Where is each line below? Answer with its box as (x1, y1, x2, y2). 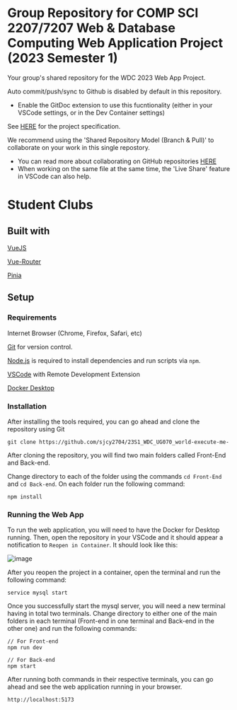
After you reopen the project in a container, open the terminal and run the (7, 568, 221, 577)
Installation (7, 401, 47, 411)
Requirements (7, 313, 57, 322)
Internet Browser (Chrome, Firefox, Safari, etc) (7, 329, 143, 337)
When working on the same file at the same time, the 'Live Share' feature (17, 164, 231, 173)
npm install (7, 493, 42, 500)
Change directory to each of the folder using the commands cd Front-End (7, 472, 222, 480)
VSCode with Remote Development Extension (7, 370, 140, 378)
